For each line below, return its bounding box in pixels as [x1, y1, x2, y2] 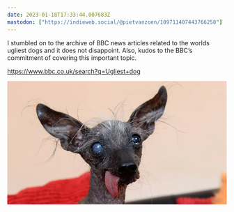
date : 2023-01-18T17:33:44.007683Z [7, 11, 111, 18]
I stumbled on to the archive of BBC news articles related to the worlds [7, 38, 210, 47]
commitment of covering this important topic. [7, 53, 137, 62]
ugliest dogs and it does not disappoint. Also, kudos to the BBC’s [7, 46, 193, 54]
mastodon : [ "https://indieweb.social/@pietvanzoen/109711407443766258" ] [7, 18, 223, 26]
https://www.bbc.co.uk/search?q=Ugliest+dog [7, 67, 141, 75]
